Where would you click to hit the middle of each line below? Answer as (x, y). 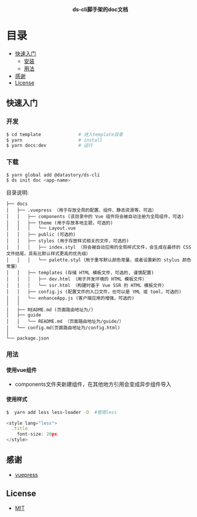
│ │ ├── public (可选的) (41, 235)
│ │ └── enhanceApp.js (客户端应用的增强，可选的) (70, 298)
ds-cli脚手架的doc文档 (100, 9)
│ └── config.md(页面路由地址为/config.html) (63, 328)
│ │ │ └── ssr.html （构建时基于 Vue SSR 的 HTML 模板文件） (87, 286)
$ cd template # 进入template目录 (65, 134)
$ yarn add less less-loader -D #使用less (61, 412)
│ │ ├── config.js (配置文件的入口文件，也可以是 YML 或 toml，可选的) (94, 292)
